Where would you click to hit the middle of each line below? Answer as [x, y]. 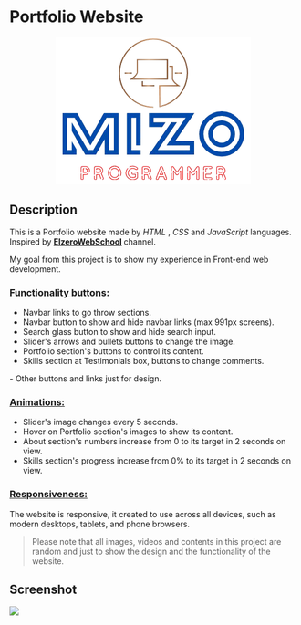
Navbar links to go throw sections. [87, 313]
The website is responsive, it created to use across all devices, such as [143, 514]
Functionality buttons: [60, 292]
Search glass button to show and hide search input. [119, 332]
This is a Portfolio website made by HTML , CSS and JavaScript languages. [150, 232]
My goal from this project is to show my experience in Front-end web [139, 259]
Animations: [37, 401]
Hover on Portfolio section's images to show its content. [128, 432]
